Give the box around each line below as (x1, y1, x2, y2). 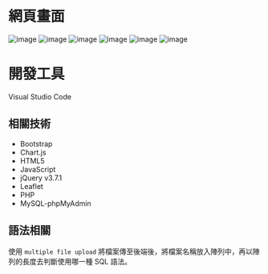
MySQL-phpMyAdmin (19, 198, 91, 208)
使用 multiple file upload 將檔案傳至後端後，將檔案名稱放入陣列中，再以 (8, 246, 254, 256)
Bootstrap (19, 139, 53, 148)
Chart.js (19, 147, 47, 157)
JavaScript (19, 164, 56, 174)
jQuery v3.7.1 (19, 173, 63, 183)
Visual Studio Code (8, 91, 72, 101)
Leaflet (19, 181, 44, 191)
